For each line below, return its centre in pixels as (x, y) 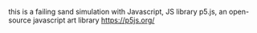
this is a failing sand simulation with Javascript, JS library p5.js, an (118, 12)
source (20, 20)
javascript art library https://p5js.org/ (94, 20)
